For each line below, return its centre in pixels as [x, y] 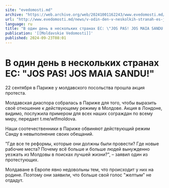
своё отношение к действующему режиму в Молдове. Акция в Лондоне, [84, 108]
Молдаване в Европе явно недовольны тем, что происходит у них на [79, 169]
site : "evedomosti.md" [29, 10]
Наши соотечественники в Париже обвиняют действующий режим [78, 129]
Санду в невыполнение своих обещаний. [50, 134]
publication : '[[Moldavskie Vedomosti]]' [49, 33]
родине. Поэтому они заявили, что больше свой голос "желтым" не [78, 175]
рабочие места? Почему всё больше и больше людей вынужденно [77, 149]
